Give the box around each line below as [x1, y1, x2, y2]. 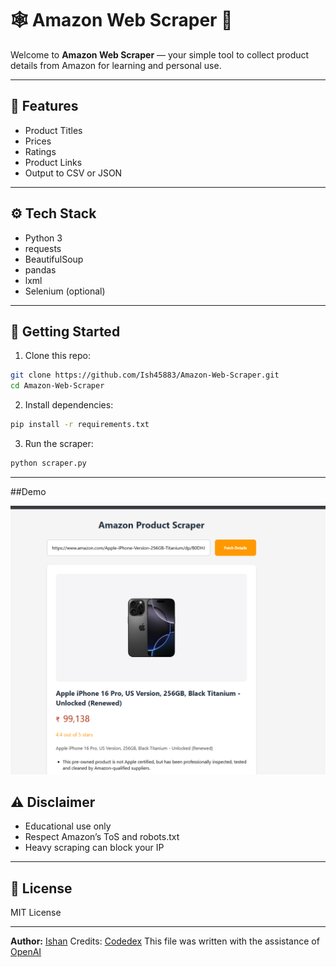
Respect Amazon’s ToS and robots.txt [24, 831, 180, 843]
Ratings [24, 145, 57, 157]
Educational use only [24, 820, 112, 832]
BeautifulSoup [24, 253, 84, 265]
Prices [24, 135, 52, 147]
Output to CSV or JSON [24, 167, 123, 179]
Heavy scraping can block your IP [24, 842, 165, 854]
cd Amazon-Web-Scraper [10, 381, 105, 391]
